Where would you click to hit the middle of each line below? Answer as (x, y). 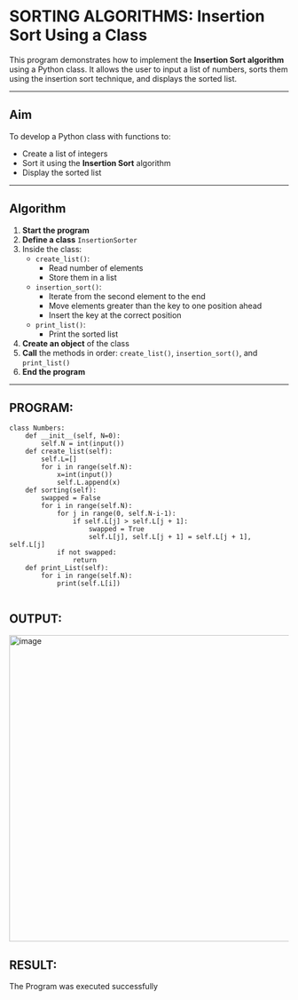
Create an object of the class (76, 343)
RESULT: (33, 965)
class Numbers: (37, 428)
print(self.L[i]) (89, 583)
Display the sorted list (62, 172)
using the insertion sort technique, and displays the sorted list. (123, 78)
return (85, 560)
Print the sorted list (83, 334)
